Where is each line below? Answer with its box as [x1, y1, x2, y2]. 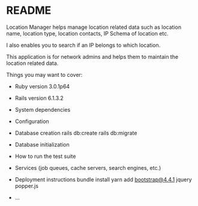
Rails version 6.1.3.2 [14, 94, 64, 101]
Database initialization [14, 141, 70, 148]
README [6, 4, 52, 17]
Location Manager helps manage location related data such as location [6, 23, 182, 31]
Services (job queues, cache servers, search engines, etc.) [14, 164, 161, 171]
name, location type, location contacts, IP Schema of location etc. [6, 29, 169, 37]
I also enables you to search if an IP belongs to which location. [6, 41, 161, 49]
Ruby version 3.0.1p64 [14, 82, 70, 90]
